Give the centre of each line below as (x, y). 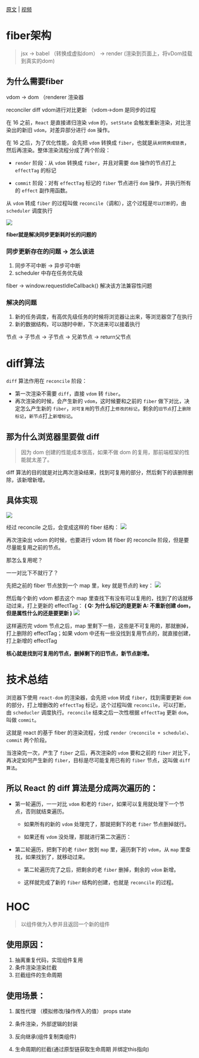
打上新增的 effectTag (32, 640)
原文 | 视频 (19, 9)
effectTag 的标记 (35, 170)
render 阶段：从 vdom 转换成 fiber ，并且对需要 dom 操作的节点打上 (96, 162)
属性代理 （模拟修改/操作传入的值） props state (73, 1011)
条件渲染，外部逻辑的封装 (46, 1024)
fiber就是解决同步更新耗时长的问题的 (52, 234)
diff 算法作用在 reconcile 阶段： (47, 381)
